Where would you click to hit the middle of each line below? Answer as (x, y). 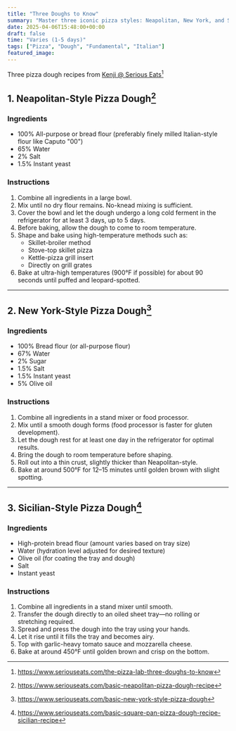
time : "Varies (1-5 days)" (47, 40)
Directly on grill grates (60, 265)
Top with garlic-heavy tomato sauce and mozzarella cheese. (105, 644)
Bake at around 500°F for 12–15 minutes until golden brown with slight (118, 470)
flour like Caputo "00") (50, 142)
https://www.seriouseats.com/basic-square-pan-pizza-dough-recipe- (119, 713)
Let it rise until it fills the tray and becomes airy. (86, 637)
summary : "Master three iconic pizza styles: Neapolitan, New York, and (116, 20)
